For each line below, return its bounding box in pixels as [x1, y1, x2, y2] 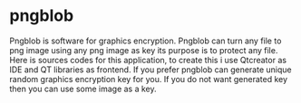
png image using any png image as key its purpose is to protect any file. [9, 44, 278, 55]
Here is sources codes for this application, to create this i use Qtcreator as [9, 54, 287, 65]
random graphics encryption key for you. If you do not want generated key [9, 73, 288, 84]
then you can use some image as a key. [9, 83, 157, 94]
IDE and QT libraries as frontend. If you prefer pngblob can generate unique [9, 64, 292, 75]
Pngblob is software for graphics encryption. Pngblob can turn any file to [9, 35, 282, 46]
